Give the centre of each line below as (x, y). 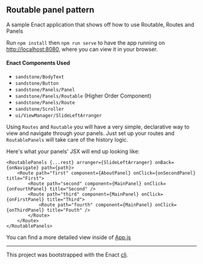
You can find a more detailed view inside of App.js (69, 237)
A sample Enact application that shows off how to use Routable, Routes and (100, 24)
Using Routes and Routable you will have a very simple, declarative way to (98, 127)
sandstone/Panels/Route (45, 103)
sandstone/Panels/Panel (45, 90)
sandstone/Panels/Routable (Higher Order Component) (83, 96)
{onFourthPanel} (27, 189)
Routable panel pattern (50, 10)
